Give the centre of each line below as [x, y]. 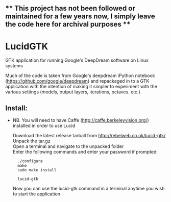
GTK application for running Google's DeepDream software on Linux [77, 60]
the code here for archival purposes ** [68, 24]
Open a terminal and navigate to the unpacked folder [68, 146]
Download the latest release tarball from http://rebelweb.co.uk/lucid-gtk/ [89, 136]
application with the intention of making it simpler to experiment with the [81, 87]
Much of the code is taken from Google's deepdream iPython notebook [80, 75]
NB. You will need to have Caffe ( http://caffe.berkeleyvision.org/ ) [81, 120]
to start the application [36, 194]
